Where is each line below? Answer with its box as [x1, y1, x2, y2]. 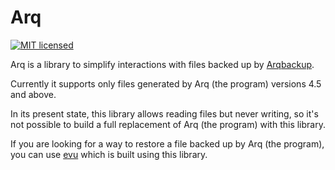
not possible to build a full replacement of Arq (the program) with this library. [10, 118, 326, 130]
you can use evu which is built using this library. [10, 148, 208, 160]
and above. [10, 88, 57, 100]
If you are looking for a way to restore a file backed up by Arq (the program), [10, 137, 325, 150]
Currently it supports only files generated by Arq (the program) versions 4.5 [10, 77, 322, 90]
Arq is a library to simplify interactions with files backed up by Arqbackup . [10, 58, 315, 70]
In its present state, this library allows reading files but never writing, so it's [10, 107, 319, 120]
